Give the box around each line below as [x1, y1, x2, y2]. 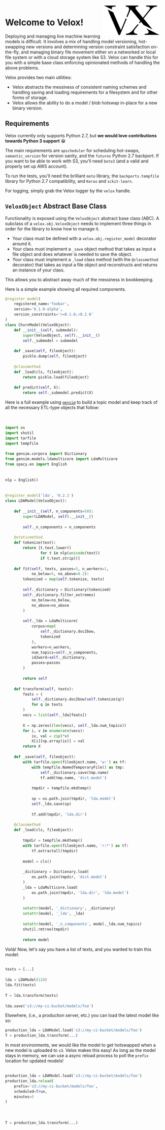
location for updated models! [5, 1058, 64, 1064]
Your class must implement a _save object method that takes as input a [12, 246, 156, 252]
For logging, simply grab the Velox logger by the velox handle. [5, 188, 132, 194]
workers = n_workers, [31, 645, 71, 649]
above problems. [5, 64, 39, 71]
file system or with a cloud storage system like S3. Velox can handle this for [5, 54, 159, 60]
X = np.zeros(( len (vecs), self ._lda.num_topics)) [23, 723, 127, 728]
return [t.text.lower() [23, 545, 71, 550]
